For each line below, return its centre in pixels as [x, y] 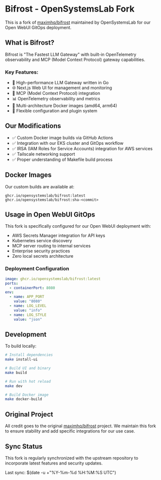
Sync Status [24, 446]
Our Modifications [33, 126]
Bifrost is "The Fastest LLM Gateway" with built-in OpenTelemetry [71, 54]
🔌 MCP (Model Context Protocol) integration [56, 93]
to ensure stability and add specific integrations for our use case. [70, 431]
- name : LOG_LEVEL [28, 306]
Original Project [29, 414]
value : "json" [28, 319]
